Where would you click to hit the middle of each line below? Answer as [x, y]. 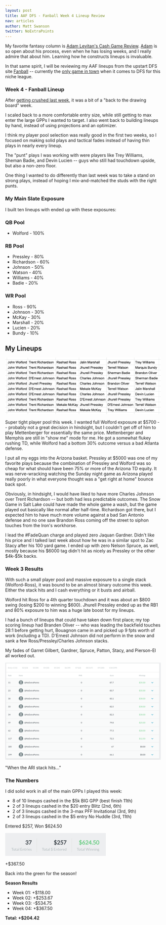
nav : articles [20, 21]
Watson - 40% [27, 273]
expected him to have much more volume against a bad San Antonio [75, 515]
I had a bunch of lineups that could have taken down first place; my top [77, 620]
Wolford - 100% [28, 233]
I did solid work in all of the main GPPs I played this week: [64, 791]
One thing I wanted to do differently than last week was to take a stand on [80, 175]
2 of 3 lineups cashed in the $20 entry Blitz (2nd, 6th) [67, 806]
